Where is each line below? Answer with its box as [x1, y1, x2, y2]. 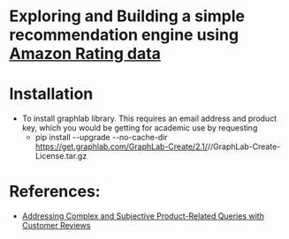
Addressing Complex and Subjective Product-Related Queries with [21, 211, 265, 221]
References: [9, 182, 101, 202]
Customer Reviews [21, 220, 91, 231]
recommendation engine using [9, 25, 240, 45]
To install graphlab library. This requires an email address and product [21, 113, 277, 124]
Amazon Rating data [9, 44, 162, 63]
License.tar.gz [34, 151, 87, 161]
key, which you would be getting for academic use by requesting [21, 123, 258, 133]
